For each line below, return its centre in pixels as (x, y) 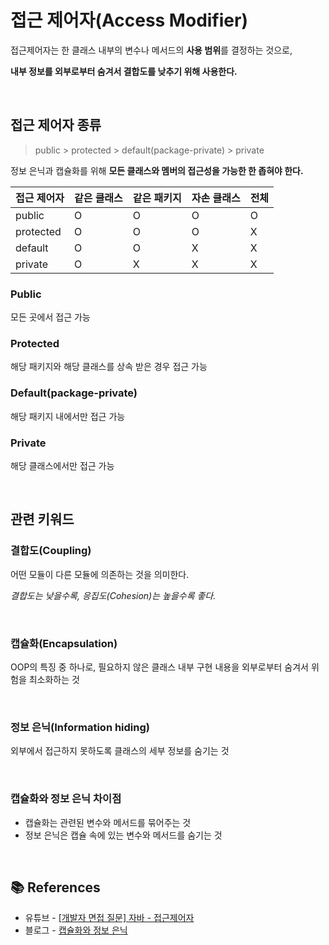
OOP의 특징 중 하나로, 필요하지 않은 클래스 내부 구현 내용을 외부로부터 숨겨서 (159, 667)
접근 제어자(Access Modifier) (129, 20)
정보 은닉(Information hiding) (80, 727)
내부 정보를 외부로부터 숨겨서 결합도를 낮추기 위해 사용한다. (124, 71)
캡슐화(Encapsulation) (64, 643)
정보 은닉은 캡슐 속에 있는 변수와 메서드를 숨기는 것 (123, 835)
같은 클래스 (98, 198)
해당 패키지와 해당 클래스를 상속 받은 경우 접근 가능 (109, 367)
